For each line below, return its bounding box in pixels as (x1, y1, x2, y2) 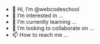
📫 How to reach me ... (12, 32, 68, 38)
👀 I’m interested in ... (12, 12, 64, 19)
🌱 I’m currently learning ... (12, 18, 77, 25)
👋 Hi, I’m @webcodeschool (12, 6, 80, 12)
